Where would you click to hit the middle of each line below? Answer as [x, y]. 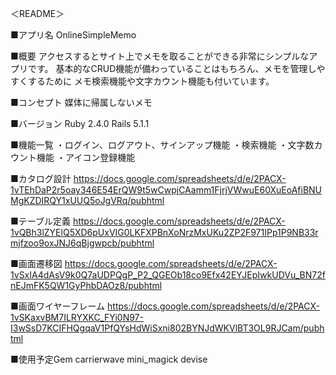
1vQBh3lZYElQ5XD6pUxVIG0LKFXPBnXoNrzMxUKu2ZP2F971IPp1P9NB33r [164, 232]
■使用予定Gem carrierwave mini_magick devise [109, 359]
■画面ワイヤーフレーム [58, 306]
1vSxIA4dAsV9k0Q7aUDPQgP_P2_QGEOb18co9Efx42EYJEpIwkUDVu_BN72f [168, 275]
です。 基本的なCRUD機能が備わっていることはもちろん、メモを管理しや [176, 68]
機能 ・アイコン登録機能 [86, 157]
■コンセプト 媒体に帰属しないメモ [81, 102]
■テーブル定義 [40, 221]
